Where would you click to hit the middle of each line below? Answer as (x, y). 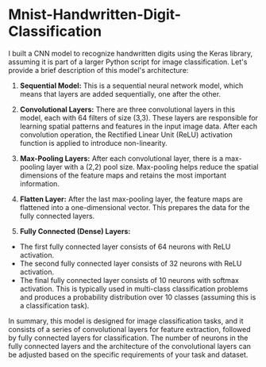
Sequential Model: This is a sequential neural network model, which (131, 86)
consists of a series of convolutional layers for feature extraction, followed (130, 329)
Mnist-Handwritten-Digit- (94, 15)
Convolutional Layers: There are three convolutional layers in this (127, 109)
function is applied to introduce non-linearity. (94, 143)
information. (39, 183)
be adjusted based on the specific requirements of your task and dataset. (128, 354)
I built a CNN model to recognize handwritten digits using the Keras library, (130, 53)
